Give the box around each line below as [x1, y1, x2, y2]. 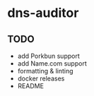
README [17, 82, 45, 90]
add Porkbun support [17, 52, 80, 60]
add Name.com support [17, 59, 87, 68]
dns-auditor [7, 5, 79, 21]
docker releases [17, 74, 65, 83]
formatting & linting [17, 67, 74, 75]
